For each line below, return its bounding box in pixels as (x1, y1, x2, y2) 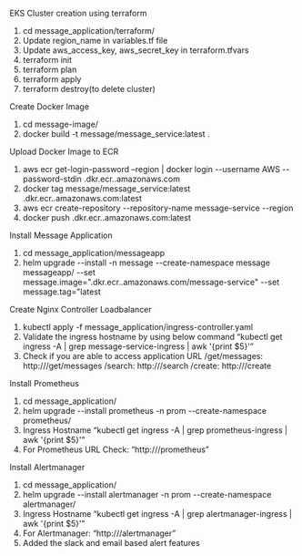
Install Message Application (9, 230, 114, 241)
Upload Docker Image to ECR (9, 146, 119, 157)
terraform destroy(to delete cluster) (22, 84, 156, 94)
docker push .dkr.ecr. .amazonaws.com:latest (22, 212, 191, 222)
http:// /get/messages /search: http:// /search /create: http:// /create (22, 360, 272, 371)
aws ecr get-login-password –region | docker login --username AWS (22, 164, 280, 174)
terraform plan (22, 64, 77, 75)
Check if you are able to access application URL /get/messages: (22, 351, 264, 361)
